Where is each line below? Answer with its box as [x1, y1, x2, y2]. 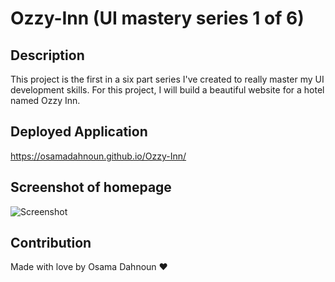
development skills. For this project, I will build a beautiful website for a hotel [10, 84, 325, 96]
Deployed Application [10, 123, 148, 141]
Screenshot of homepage [10, 179, 172, 196]
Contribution [10, 235, 92, 252]
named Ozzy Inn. [10, 95, 81, 106]
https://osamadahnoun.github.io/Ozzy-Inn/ [10, 150, 187, 162]
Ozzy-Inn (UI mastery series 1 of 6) [10, 7, 305, 30]
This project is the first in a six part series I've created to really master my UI [10, 73, 325, 85]
